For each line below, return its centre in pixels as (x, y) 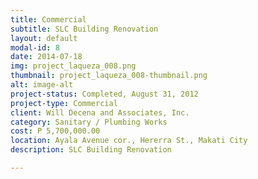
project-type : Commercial (64, 103)
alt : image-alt (42, 85)
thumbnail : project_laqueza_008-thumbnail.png (109, 76)
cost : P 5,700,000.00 (55, 131)
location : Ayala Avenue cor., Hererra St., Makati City (129, 141)
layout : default (44, 38)
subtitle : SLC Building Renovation (84, 29)
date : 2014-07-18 (46, 57)
